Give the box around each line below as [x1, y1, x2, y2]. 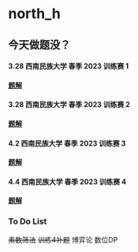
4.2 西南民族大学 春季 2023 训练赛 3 [8, 139, 126, 148]
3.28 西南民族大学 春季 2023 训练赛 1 [8, 61, 129, 71]
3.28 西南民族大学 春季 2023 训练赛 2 [8, 100, 130, 109]
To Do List [8, 216, 47, 227]
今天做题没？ [8, 38, 71, 51]
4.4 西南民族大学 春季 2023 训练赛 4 [8, 176, 127, 186]
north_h [8, 5, 62, 23]
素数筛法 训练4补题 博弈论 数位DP [8, 235, 118, 244]
